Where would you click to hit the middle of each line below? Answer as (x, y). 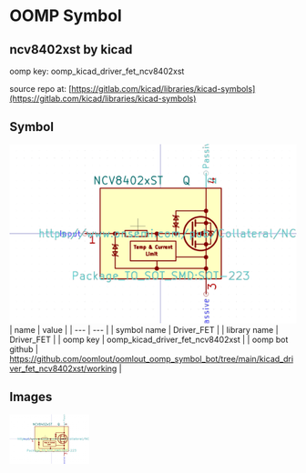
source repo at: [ (41, 89)
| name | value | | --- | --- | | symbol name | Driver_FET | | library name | (144, 329)
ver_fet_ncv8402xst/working (63, 368)
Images (31, 397)
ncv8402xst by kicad (71, 50)
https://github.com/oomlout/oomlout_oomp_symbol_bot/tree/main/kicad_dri (152, 358)
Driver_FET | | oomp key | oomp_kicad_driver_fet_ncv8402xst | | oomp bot (149, 339)
